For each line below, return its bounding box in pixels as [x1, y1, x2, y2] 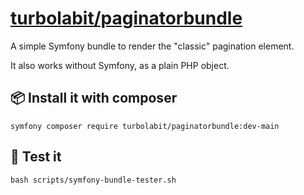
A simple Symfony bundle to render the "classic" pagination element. [10, 40, 295, 52]
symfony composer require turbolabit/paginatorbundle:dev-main [10, 121, 280, 131]
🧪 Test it [10, 148, 62, 166]
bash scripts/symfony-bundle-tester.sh [10, 175, 177, 185]
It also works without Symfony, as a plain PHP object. [10, 59, 230, 71]
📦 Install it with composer [10, 90, 178, 107]
